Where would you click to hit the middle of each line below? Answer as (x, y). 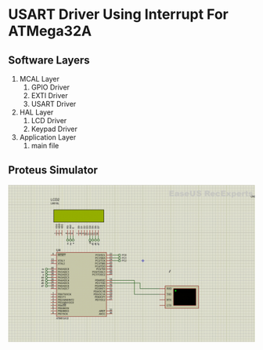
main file (45, 146)
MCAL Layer (40, 79)
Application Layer (48, 137)
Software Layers (49, 60)
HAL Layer (36, 112)
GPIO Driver (50, 87)
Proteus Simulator (53, 170)
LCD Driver (49, 120)
